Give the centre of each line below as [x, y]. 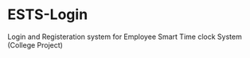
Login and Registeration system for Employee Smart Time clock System [125, 37]
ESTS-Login [48, 15]
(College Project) [35, 44]
